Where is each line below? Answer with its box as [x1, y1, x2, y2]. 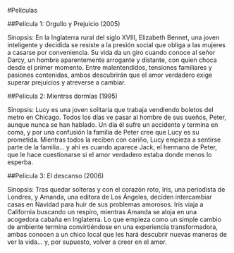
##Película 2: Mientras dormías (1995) [7, 92, 118, 100]
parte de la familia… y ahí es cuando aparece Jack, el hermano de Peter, [7, 143, 217, 151]
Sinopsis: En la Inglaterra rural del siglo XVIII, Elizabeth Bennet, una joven [7, 33, 220, 42]
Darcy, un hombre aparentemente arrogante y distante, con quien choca [7, 56, 217, 64]
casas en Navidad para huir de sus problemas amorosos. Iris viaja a [7, 200, 204, 209]
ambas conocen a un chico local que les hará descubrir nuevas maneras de [7, 230, 228, 238]
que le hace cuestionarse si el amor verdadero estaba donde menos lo [7, 151, 212, 159]
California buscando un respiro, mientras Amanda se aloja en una [7, 208, 197, 216]
